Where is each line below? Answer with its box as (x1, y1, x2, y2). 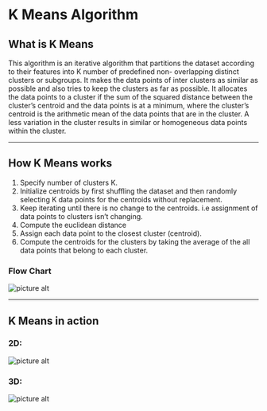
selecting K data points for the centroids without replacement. (19, 194, 222, 204)
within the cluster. (8, 126, 67, 135)
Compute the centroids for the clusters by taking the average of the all (19, 237, 250, 246)
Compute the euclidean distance (19, 220, 127, 229)
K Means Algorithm (8, 6, 139, 24)
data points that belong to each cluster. (19, 245, 149, 255)
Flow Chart (8, 265, 52, 276)
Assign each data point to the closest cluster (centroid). (19, 229, 203, 238)
